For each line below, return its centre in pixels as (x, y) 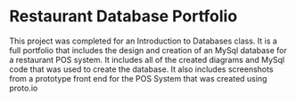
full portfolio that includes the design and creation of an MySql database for (148, 50)
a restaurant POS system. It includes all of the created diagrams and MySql (147, 59)
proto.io (24, 88)
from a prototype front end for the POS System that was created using (138, 78)
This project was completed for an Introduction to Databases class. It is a (144, 41)
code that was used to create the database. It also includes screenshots (141, 69)
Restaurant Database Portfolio (123, 16)
